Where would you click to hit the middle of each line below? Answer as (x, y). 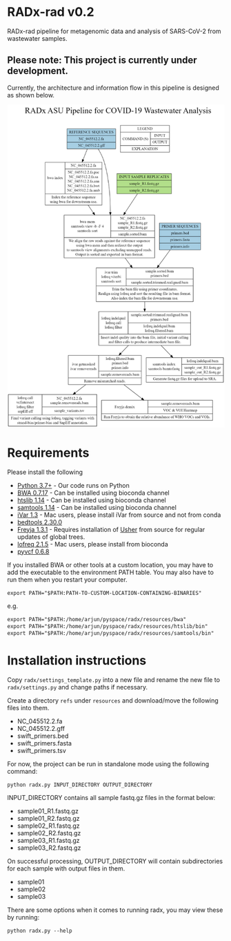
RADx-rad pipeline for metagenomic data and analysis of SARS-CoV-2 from (114, 31)
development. (38, 71)
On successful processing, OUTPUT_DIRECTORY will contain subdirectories (115, 861)
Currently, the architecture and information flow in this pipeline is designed (113, 88)
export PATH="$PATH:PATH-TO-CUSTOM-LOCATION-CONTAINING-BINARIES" (104, 593)
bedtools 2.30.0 (40, 522)
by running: (23, 917)
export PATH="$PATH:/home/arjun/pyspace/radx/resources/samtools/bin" (111, 633)
